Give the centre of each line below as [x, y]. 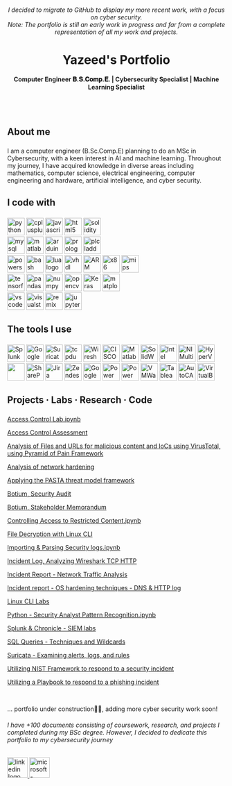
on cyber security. [116, 17]
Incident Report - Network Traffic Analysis [68, 575]
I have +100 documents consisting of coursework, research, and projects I [114, 725]
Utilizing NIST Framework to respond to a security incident [91, 669]
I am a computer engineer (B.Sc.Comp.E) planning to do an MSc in [102, 151]
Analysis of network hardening [51, 467]
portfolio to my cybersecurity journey [60, 739]
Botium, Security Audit [39, 494]
